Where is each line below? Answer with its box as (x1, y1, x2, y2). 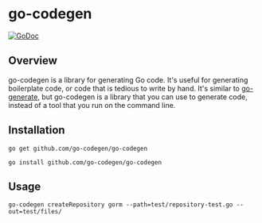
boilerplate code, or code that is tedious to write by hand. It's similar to (8, 83, 240, 93)
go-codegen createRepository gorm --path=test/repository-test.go (8, 201, 233, 209)
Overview (8, 54, 58, 67)
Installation (8, 124, 65, 137)
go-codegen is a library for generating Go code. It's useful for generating (8, 75, 248, 84)
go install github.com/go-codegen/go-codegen (8, 158, 162, 167)
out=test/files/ (8, 208, 62, 216)
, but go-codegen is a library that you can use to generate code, (37, 92, 248, 102)
